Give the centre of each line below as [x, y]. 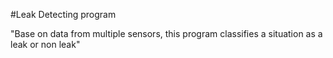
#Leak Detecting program [63, 14]
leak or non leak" [45, 44]
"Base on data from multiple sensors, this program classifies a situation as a [166, 33]
